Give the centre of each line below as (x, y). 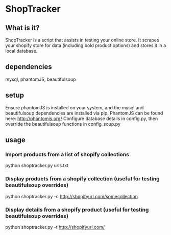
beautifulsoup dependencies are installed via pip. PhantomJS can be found (84, 113)
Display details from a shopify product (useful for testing (77, 209)
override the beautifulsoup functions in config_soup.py (63, 124)
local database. (21, 51)
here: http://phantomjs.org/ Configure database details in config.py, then (82, 119)
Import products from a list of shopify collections (67, 154)
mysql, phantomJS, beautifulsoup (41, 79)
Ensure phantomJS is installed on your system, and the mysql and (75, 107)
